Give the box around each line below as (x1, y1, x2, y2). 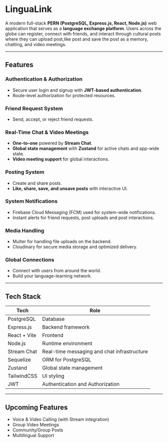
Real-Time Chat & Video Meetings (5, 129, 89, 136)
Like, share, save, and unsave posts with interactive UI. (12, 185, 128, 191)
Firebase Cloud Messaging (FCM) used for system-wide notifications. (12, 209, 156, 215)
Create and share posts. (12, 180, 62, 186)
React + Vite (7, 332, 36, 339)
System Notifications (5, 198, 58, 205)
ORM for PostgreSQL (42, 356, 91, 363)
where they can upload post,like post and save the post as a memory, (5, 36, 148, 42)
